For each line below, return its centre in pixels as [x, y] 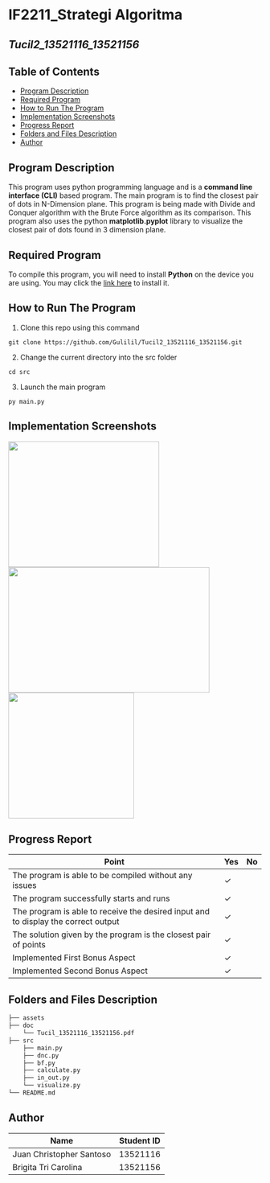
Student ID [140, 1140]
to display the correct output [66, 922]
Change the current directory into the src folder [98, 357]
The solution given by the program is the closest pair [112, 934]
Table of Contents [54, 71]
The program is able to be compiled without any [102, 876]
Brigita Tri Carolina [47, 1167]
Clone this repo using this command [80, 327]
